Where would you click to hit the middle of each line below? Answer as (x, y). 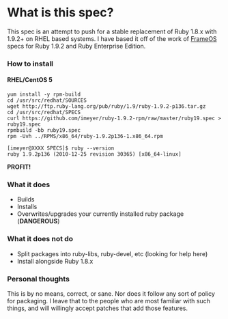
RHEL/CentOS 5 (30, 80)
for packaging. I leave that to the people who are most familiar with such (109, 301)
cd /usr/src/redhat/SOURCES (47, 100)
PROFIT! (19, 167)
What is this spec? (60, 13)
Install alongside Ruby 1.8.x (55, 261)
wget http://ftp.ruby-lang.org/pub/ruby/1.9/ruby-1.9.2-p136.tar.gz (106, 107)
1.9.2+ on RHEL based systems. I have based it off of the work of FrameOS (112, 38)
